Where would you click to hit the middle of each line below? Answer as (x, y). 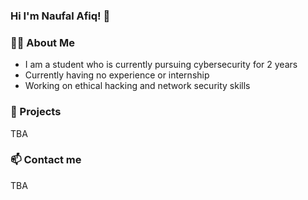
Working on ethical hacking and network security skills (137, 86)
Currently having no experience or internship (117, 75)
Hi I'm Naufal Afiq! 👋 (60, 16)
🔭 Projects (36, 112)
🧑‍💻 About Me (42, 42)
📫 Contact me (46, 160)
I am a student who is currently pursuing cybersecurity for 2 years (161, 65)
